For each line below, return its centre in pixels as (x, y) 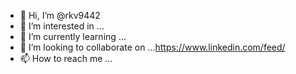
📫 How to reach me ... (66, 58)
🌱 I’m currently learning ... (73, 36)
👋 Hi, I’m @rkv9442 (60, 15)
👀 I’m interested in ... (62, 26)
